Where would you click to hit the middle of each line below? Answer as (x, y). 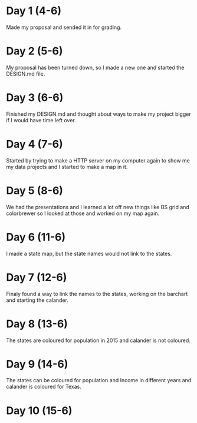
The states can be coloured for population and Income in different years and (99, 380)
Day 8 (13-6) (37, 324)
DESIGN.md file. (26, 74)
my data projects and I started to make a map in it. (67, 167)
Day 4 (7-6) (35, 144)
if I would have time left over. (41, 120)
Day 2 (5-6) (35, 51)
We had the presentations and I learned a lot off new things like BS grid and (98, 207)
